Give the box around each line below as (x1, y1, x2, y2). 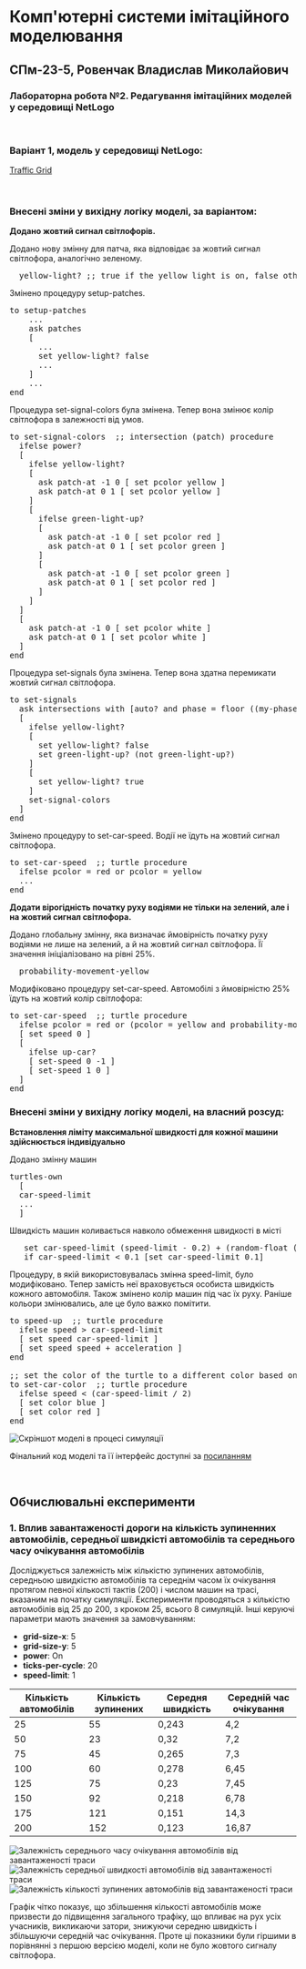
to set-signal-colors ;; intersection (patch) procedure (9, 432, 274, 443)
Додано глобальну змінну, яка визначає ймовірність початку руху (9, 929, 269, 940)
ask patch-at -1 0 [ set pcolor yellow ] (37, 477, 226, 488)
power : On (22, 1650, 64, 1661)
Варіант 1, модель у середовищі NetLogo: (9, 144, 203, 157)
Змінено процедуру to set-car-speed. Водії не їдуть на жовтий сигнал (9, 831, 280, 842)
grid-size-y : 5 (22, 1641, 76, 1652)
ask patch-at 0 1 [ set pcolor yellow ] (37, 486, 221, 497)
